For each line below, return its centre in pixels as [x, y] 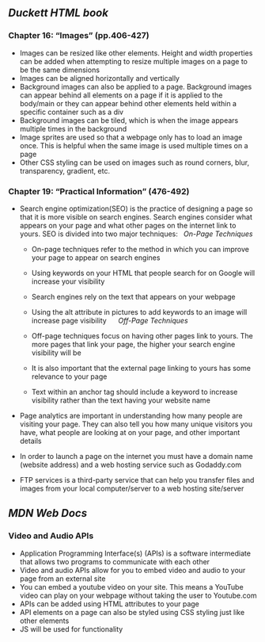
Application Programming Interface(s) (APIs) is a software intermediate [135, 553]
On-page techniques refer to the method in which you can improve [140, 249]
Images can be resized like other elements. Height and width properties [136, 53]
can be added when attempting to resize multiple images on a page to [133, 61]
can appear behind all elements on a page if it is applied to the [121, 95]
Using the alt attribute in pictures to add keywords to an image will [139, 311]
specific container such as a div [72, 112]
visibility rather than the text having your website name [121, 400]
